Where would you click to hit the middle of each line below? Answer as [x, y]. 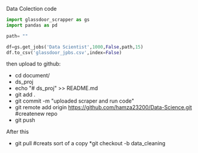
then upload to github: [34, 64]
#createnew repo [36, 114]
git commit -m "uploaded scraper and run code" [74, 101]
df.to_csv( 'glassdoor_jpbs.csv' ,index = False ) [64, 52]
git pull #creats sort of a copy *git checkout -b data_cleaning [90, 143]
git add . [25, 95]
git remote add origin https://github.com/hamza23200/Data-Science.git [103, 107]
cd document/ [32, 76]
